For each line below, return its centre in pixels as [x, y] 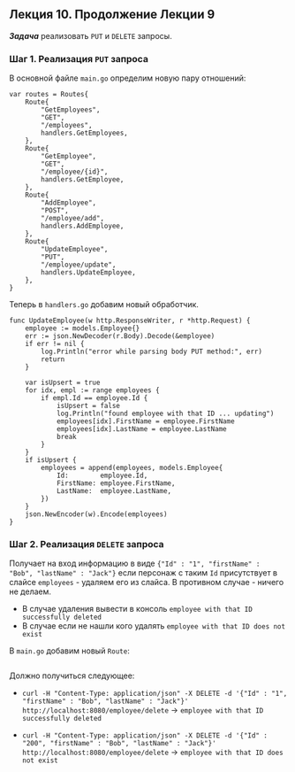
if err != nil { [55, 344]
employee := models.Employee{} [83, 328]
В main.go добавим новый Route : [69, 651]
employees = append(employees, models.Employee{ [132, 468]
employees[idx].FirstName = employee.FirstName [146, 421]
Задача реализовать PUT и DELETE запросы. [91, 35]
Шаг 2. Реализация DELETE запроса [87, 544]
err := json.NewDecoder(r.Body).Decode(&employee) [120, 336]
